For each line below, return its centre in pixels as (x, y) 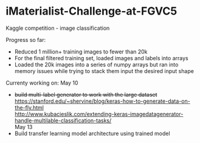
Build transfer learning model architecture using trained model (92, 133)
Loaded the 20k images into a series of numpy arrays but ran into (96, 65)
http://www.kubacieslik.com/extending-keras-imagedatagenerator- (99, 114)
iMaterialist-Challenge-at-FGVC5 (91, 11)
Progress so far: (26, 40)
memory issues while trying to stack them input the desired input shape (104, 71)
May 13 (23, 127)
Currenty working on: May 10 (42, 83)
